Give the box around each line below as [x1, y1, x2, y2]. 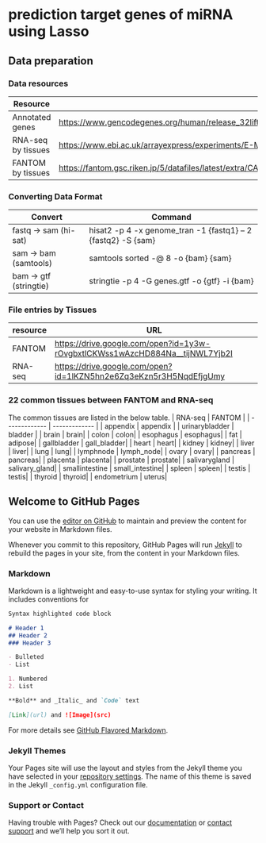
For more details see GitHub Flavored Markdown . [8, 725, 169, 735]
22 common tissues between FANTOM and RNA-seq [8, 395, 214, 406]
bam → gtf [12, 271, 51, 282]
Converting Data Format [8, 191, 103, 202]
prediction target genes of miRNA [8, 6, 234, 24]
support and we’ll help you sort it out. [8, 826, 130, 836]
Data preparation [8, 54, 93, 67]
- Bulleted [8, 653, 44, 661]
